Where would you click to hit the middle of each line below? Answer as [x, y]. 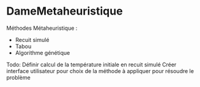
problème [18, 77]
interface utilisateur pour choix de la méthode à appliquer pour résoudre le [100, 71]
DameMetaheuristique [65, 11]
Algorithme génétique [43, 52]
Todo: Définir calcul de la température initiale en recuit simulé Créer [91, 64]
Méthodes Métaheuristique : [42, 28]
